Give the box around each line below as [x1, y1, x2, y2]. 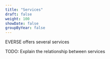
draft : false [5, 12, 32, 17]
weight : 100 [5, 16, 30, 21]
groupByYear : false [5, 26, 46, 30]
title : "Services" [5, 7, 43, 12]
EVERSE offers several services [5, 39, 69, 45]
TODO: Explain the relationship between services [5, 49, 106, 55]
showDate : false [5, 21, 39, 26]
